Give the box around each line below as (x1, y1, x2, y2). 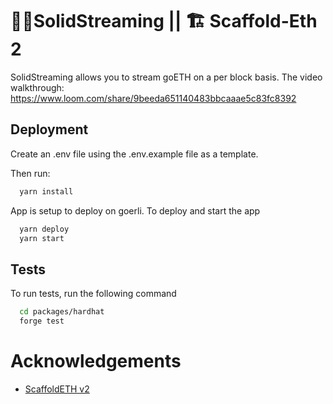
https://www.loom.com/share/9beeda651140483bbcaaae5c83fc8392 (10, 92, 297, 104)
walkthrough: (10, 81, 65, 93)
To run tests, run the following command (10, 288, 177, 300)
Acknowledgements (10, 350, 182, 373)
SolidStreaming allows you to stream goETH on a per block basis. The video (10, 71, 323, 83)
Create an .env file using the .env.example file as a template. (10, 148, 259, 160)
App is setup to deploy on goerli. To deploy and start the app (10, 204, 261, 217)
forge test (19, 316, 65, 327)
